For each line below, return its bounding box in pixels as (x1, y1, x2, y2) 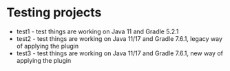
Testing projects (6, 5, 102, 20)
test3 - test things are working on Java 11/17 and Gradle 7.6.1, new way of (16, 49, 223, 57)
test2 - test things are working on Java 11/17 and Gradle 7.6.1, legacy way (16, 34, 223, 42)
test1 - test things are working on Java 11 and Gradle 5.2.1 (16, 27, 179, 35)
